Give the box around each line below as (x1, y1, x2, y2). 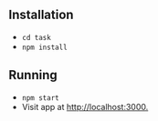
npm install (21, 43, 68, 52)
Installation (8, 7, 74, 23)
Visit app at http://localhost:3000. (21, 101, 149, 112)
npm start (21, 93, 60, 103)
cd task (21, 33, 51, 42)
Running (8, 67, 58, 83)
